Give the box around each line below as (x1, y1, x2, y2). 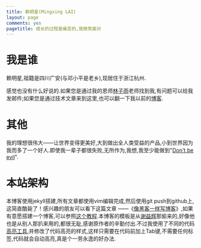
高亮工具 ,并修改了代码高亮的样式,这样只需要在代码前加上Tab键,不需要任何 (6, 228, 188, 235)
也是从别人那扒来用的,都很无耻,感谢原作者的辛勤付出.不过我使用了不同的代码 (6, 220, 195, 228)
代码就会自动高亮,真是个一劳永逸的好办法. (13, 235, 116, 243)
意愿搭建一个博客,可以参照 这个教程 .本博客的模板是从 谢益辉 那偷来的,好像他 (11, 212, 195, 220)
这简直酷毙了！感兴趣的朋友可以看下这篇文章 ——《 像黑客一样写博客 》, (6, 205, 183, 212)
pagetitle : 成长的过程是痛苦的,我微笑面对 (6, 25, 101, 32)
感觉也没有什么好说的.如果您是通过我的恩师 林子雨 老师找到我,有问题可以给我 (6, 87, 194, 95)
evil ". (6, 153, 19, 161)
